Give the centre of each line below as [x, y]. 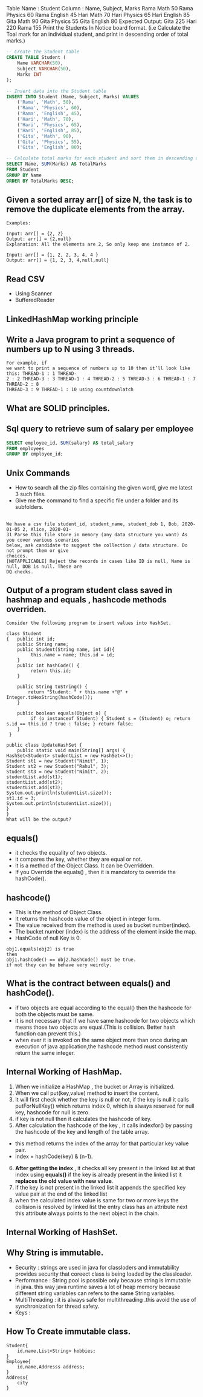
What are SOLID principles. [58, 408]
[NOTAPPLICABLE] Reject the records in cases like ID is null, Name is [98, 561]
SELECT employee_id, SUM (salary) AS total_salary [70, 443]
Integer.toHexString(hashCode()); [50, 698]
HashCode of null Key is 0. [48, 938]
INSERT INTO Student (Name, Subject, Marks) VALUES [72, 96]
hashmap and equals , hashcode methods [87, 600]
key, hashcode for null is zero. [52, 1112]
